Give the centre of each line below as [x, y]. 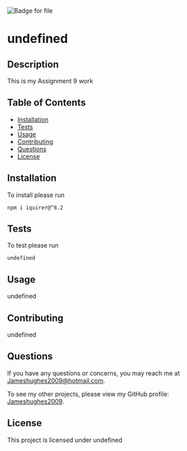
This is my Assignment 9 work [50, 81]
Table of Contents [47, 103]
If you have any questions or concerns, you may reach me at [93, 373]
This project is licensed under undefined [65, 440]
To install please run [36, 195]
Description [33, 64]
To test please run [33, 246]
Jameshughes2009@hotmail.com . [56, 380]
